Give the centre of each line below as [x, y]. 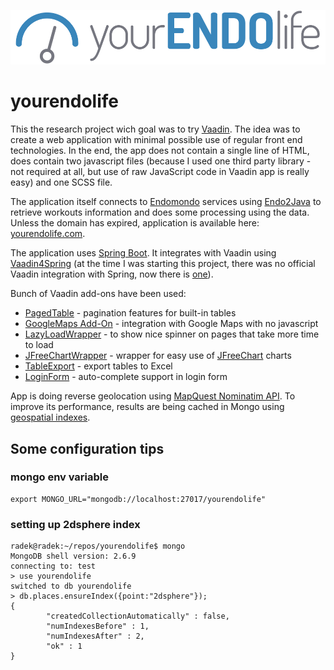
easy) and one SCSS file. [61, 182]
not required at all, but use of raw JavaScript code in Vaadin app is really [160, 172]
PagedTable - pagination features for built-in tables [130, 313]
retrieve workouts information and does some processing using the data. [160, 212]
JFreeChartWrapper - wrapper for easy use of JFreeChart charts [158, 356]
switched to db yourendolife [71, 586]
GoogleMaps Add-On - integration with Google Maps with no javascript [171, 324]
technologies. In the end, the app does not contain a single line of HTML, [160, 151]
